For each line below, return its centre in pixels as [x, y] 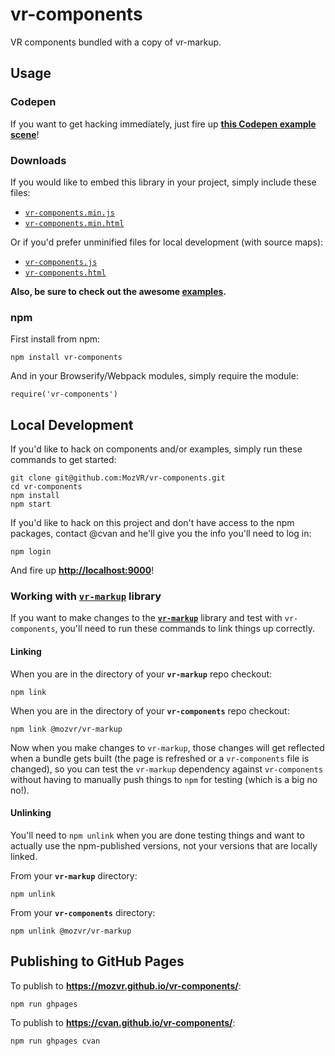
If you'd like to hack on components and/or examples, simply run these [156, 449]
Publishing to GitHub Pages [97, 961]
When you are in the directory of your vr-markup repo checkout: [141, 674]
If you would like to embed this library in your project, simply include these [163, 182]
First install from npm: [55, 339]
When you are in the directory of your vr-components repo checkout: [150, 710]
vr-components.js [61, 262]
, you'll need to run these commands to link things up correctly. [184, 629]
